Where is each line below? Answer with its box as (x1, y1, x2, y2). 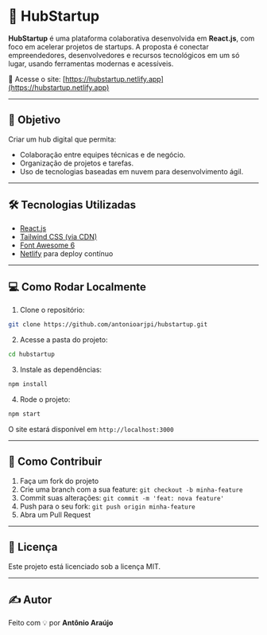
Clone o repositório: (19, 306, 85, 315)
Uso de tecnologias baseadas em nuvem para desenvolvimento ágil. (19, 166, 244, 176)
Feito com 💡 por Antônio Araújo (8, 618, 114, 628)
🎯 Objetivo (8, 113, 61, 127)
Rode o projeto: (19, 395, 71, 404)
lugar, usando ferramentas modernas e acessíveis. (8, 59, 174, 68)
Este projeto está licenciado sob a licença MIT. (8, 561, 161, 571)
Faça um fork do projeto (19, 476, 99, 485)
